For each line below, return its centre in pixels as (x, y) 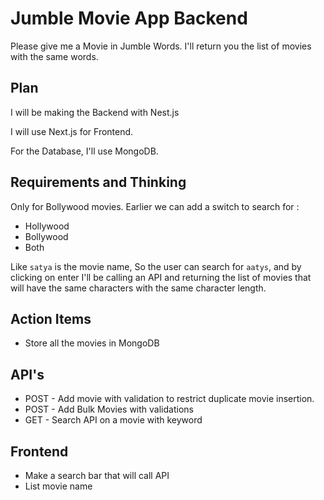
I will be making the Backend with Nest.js (95, 112)
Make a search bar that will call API (97, 475)
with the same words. (54, 56)
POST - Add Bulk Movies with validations (109, 409)
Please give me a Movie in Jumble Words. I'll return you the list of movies (161, 46)
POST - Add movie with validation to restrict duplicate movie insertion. (169, 399)
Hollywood (47, 226)
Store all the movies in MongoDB (92, 343)
